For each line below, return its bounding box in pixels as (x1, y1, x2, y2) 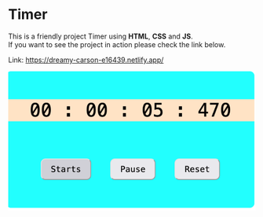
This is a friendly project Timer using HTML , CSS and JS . (8, 31, 194, 41)
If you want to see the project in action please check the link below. (8, 39, 226, 49)
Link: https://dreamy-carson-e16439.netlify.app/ (8, 55, 164, 64)
